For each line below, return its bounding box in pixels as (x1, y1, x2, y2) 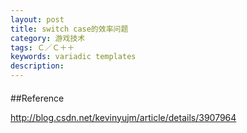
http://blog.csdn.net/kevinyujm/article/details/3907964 (10, 111, 237, 123)
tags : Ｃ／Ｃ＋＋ (10, 42, 75, 53)
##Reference (10, 92, 65, 104)
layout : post (10, 14, 65, 25)
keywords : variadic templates (10, 52, 137, 62)
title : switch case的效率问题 (10, 24, 129, 34)
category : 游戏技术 (10, 33, 86, 43)
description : (10, 61, 65, 71)
